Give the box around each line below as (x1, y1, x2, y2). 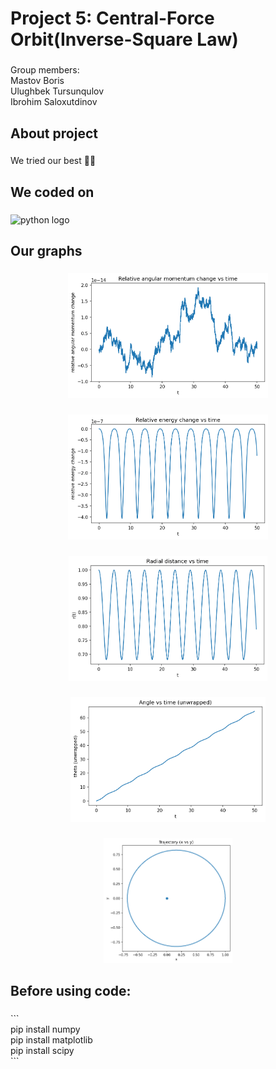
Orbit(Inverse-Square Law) (10, 28, 239, 51)
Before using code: (10, 983, 132, 1000)
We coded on (10, 183, 95, 201)
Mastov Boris (10, 75, 65, 87)
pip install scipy (10, 1045, 75, 1057)
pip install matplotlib (10, 1034, 93, 1046)
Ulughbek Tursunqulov (10, 85, 105, 97)
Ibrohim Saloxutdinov (10, 96, 98, 108)
